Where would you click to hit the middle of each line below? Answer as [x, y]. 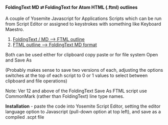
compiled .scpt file [25, 117]
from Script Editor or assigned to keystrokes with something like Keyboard [83, 24]
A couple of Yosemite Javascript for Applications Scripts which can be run [83, 18]
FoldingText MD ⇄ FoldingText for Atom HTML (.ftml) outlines [71, 7]
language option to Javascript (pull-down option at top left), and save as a [83, 112]
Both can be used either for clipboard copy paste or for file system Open [82, 55]
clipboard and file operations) [36, 81]
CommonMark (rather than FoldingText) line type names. [65, 96]
